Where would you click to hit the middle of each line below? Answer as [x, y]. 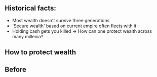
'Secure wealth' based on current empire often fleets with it [74, 26]
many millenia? [28, 36]
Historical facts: [31, 8]
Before [15, 69]
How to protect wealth [41, 52]
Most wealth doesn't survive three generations [61, 20]
